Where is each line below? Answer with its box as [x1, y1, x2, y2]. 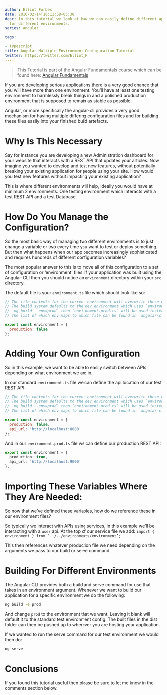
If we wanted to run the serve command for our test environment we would [5, 631, 159, 637]
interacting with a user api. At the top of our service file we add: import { [5, 528, 155, 534]
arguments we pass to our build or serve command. [5, 548, 111, 553]
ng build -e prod [5, 602, 41, 607]
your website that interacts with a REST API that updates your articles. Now [5, 157, 159, 163]
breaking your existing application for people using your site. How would [5, 168, 154, 174]
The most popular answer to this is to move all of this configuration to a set [5, 264, 159, 270]
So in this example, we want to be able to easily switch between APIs [5, 364, 147, 370]
